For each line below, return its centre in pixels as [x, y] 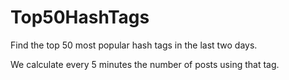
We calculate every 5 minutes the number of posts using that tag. [145, 64]
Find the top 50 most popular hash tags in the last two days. [134, 45]
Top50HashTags [80, 17]
